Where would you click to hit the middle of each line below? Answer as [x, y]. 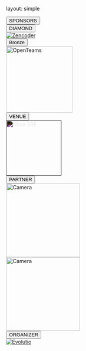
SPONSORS [23, 21]
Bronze [17, 42]
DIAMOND [21, 28]
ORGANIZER [24, 335]
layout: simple [23, 9]
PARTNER [21, 179]
